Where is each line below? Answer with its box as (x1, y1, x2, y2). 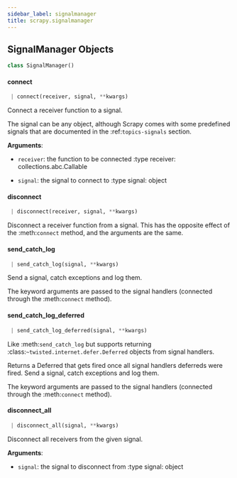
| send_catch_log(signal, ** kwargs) (10, 261, 119, 268)
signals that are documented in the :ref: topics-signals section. (7, 127, 192, 136)
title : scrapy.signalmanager (7, 17, 94, 24)
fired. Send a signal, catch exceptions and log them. (7, 369, 160, 377)
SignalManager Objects (7, 43, 114, 55)
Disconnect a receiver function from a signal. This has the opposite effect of (7, 221, 231, 229)
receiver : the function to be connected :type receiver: (17, 155, 176, 163)
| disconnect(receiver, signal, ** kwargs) (10, 208, 138, 215)
